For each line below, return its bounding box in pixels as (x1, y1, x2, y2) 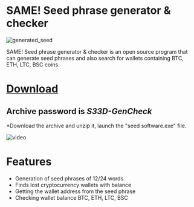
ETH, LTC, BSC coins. (6, 61, 60, 68)
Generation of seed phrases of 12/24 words (15, 174, 124, 182)
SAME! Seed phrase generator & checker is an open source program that (6, 48, 188, 55)
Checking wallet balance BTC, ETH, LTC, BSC (15, 194, 129, 201)
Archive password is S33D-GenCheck (6, 106, 152, 116)
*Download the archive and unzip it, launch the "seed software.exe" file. (6, 122, 187, 129)
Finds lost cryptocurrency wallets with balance (15, 181, 132, 188)
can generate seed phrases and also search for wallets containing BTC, (6, 54, 184, 62)
